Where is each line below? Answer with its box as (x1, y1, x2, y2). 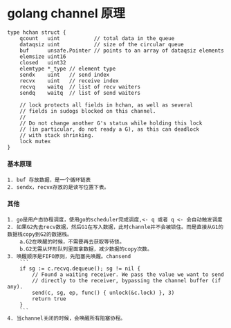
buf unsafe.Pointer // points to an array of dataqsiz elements (19, 47, 225, 54)
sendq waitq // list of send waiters (19, 89, 140, 96)
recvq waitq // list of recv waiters (19, 83, 140, 90)
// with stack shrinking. (19, 131, 95, 138)
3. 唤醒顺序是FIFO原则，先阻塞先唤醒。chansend (7, 253, 131, 260)
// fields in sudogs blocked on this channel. (19, 107, 156, 114)
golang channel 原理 (7, 6, 126, 21)
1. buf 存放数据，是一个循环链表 (7, 176, 91, 183)
